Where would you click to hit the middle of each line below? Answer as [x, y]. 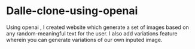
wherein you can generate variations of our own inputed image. [84, 40]
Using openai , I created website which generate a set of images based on [98, 27]
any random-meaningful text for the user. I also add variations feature [92, 33]
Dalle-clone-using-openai [72, 11]
